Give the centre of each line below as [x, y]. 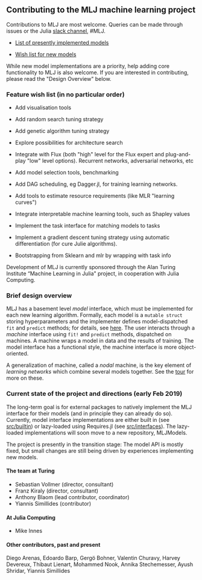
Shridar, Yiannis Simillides [38, 571]
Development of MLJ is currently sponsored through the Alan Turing [91, 267]
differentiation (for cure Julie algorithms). [66, 244]
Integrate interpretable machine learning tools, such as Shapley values [103, 214]
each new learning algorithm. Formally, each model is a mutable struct [94, 315]
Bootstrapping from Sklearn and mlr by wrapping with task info [93, 255]
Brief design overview [39, 296]
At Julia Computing [31, 517]
